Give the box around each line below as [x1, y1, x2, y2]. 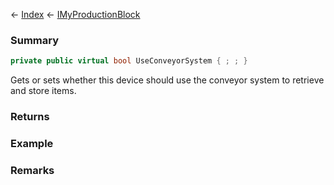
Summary [10, 33, 60, 47]
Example [10, 137, 54, 151]
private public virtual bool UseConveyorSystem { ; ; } [10, 56, 248, 66]
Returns [10, 110, 50, 124]
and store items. [10, 85, 77, 97]
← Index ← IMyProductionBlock [10, 9, 141, 20]
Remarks [10, 163, 55, 177]
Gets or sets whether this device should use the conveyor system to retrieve [10, 74, 325, 86]
